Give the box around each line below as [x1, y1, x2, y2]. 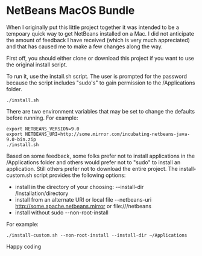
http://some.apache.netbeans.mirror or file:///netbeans [14, 202, 152, 210]
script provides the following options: [33, 171, 126, 179]
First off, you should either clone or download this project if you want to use [6, 54, 195, 62]
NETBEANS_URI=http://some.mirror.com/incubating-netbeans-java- [25, 131, 190, 137]
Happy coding [6, 243, 42, 250]
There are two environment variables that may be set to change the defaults [6, 107, 195, 115]
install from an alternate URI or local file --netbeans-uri [14, 196, 152, 203]
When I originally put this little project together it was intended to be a [6, 24, 180, 31]
